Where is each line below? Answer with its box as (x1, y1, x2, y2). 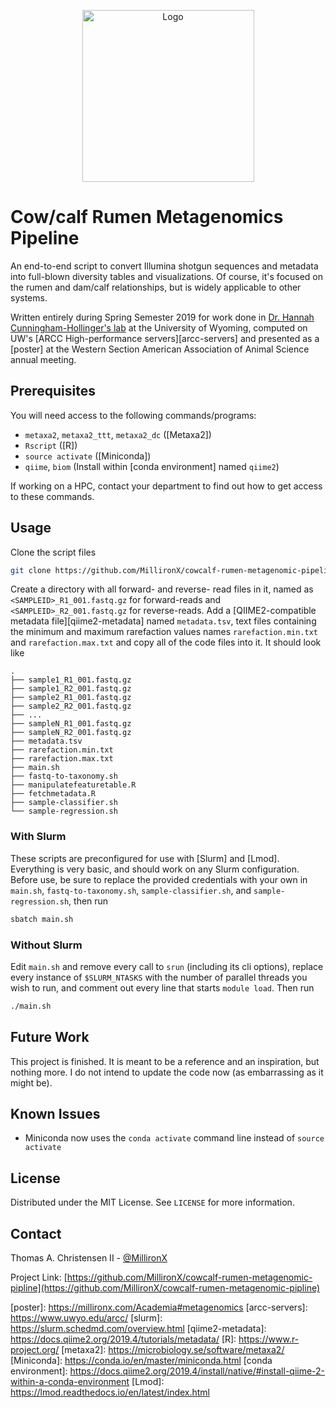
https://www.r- (238, 1333, 300, 1345)
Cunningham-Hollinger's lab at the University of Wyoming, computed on (10, 321, 308, 334)
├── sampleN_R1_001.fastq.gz (10, 719, 132, 729)
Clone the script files (10, 546, 97, 558)
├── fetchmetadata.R (10, 789, 97, 799)
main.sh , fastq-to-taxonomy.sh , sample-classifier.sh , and (10, 884, 252, 896)
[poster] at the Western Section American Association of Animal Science (10, 343, 310, 355)
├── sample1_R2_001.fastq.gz (10, 684, 132, 694)
